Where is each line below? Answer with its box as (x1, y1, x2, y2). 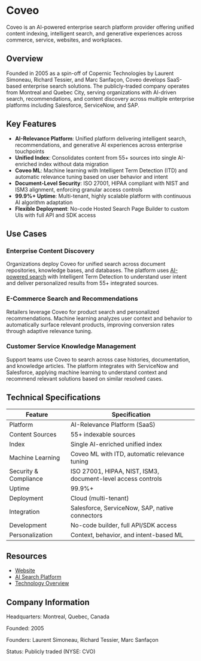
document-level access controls (70, 474, 163, 483)
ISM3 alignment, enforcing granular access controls (14, 186, 143, 193)
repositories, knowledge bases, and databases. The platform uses (6, 267, 169, 274)
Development (9, 521, 47, 529)
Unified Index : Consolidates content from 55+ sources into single (14, 154, 176, 161)
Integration (9, 507, 40, 516)
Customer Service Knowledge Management (6, 342, 136, 351)
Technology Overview (14, 580, 69, 587)
